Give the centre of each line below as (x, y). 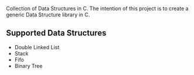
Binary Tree (28, 66)
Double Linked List (37, 47)
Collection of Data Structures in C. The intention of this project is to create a (97, 8)
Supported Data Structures (56, 33)
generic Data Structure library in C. (48, 15)
